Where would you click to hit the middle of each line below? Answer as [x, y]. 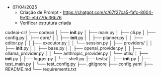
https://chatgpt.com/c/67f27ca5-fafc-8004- [108, 12]
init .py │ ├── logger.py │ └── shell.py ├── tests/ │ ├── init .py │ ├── [78, 58]
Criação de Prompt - [41, 12]
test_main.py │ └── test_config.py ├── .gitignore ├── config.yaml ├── [79, 64]
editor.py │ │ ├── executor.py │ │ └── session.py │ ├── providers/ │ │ [79, 43]
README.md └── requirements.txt [41, 69]
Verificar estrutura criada [45, 23]
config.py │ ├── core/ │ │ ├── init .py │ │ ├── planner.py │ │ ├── [74, 38]
